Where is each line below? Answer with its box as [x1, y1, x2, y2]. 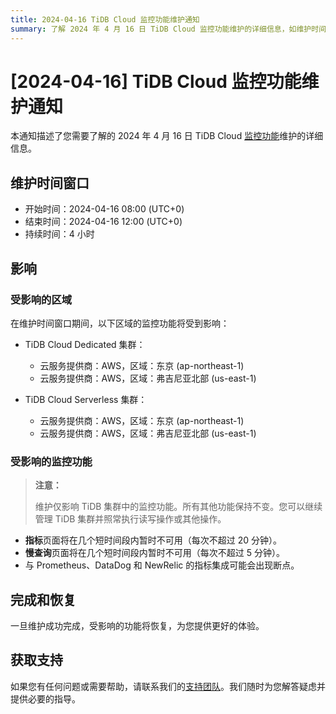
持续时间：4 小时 [24, 228, 95, 240]
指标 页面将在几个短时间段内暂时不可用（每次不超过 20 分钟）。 [24, 534, 283, 546]
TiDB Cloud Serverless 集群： [24, 393, 148, 405]
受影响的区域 [10, 292, 73, 306]
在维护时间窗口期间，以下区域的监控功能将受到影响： [10, 317, 230, 329]
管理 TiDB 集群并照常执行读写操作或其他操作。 [34, 513, 227, 525]
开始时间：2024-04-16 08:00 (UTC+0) [24, 203, 185, 215]
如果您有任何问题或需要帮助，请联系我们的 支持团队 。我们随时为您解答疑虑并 [10, 680, 326, 692]
